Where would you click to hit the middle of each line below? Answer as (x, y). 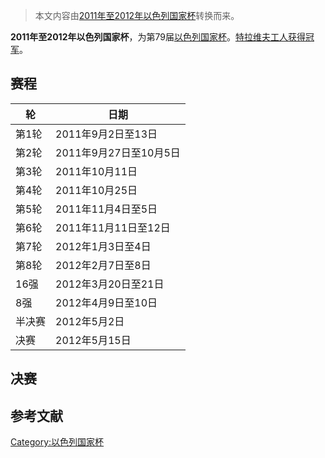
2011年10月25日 (96, 190)
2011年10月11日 (96, 171)
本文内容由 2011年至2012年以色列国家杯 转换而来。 (137, 15)
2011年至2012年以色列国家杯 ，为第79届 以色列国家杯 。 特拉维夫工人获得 (158, 37)
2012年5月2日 (90, 321)
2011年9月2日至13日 (106, 134)
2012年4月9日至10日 (106, 302)
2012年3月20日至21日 (110, 284)
